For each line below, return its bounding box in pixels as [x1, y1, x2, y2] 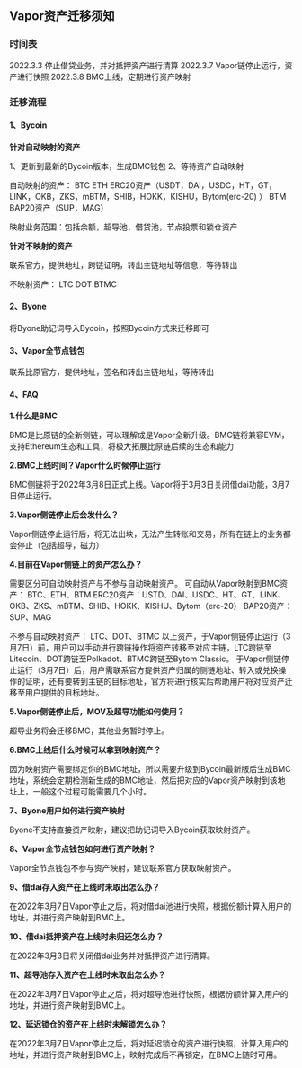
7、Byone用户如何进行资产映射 [9, 805, 126, 816]
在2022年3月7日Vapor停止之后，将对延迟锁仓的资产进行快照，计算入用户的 [9, 1038, 289, 1049]
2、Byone [9, 301, 47, 312]
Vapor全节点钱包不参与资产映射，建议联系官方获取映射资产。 [9, 863, 236, 874]
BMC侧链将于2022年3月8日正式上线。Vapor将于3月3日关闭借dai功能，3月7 [9, 480, 290, 490]
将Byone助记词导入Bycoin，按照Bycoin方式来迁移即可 [9, 323, 209, 334]
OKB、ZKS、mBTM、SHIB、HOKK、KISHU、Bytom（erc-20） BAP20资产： [9, 601, 293, 612]
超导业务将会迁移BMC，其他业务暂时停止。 [9, 725, 170, 736]
